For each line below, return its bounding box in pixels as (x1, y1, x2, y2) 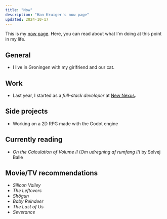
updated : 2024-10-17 (5, 17, 49, 22)
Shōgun (12, 193, 29, 199)
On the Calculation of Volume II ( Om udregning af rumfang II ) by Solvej (12, 149, 161, 155)
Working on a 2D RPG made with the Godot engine (12, 120, 118, 127)
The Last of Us (12, 204, 44, 210)
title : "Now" (5, 7, 33, 13)
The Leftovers (12, 188, 42, 194)
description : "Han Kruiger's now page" (5, 12, 90, 17)
